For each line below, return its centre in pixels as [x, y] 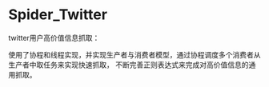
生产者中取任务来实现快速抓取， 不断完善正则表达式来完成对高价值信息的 [128, 65]
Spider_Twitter [58, 15]
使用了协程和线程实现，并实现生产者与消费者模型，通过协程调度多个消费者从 [134, 54]
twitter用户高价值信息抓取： [54, 38]
